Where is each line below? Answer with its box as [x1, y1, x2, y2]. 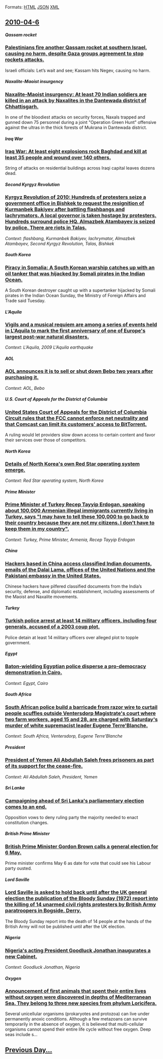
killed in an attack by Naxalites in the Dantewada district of [5, 97, 147, 104]
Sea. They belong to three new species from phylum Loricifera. [5, 999, 157, 1006]
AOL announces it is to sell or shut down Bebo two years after [5, 368, 153, 375]
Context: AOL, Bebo [5, 385, 45, 391]
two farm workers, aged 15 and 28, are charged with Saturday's [5, 716, 158, 722]
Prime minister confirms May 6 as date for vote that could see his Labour [5, 860, 151, 866]
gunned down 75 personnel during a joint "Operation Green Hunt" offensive [5, 120, 157, 125]
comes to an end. [5, 803, 47, 810]
